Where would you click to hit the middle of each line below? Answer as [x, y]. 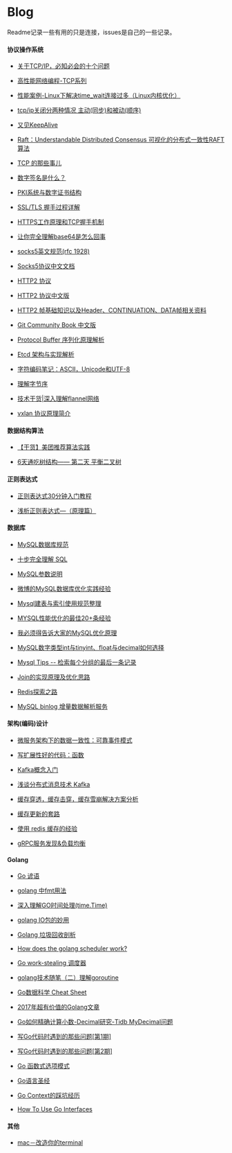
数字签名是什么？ [41, 178]
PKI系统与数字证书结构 [49, 193]
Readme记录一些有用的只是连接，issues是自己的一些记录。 [91, 32]
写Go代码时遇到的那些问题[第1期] [64, 1037]
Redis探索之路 [37, 692]
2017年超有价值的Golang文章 [58, 1007]
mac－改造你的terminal [50, 1143]
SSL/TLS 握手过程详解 [49, 207]
